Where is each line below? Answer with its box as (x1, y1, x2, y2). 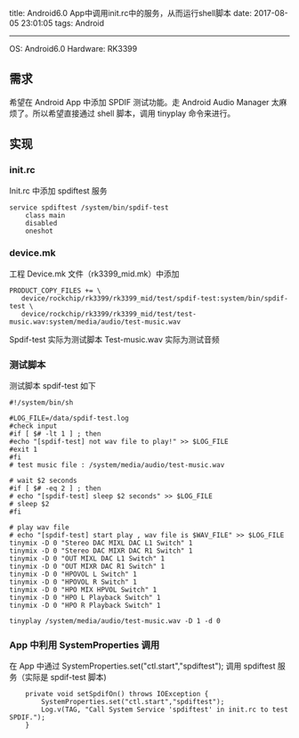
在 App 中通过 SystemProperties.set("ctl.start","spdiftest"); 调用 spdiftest (9, 660, 276, 671)
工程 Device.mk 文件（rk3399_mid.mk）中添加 (9, 268, 180, 279)
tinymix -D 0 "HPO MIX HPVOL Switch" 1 (9, 586, 158, 594)
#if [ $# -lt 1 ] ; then (9, 430, 101, 439)
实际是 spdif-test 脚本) (24, 672, 107, 683)
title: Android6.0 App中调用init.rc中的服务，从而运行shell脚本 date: (9, 8, 252, 18)
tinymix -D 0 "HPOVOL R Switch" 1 (9, 578, 138, 586)
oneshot (25, 226, 53, 235)
